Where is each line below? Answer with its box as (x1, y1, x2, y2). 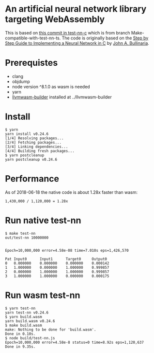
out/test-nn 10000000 (5, 235, 49, 240)
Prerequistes (5, 57, 58, 69)
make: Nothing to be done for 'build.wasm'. (5, 327, 96, 332)
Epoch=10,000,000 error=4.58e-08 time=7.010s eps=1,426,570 (5, 248, 129, 253)
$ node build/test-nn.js (5, 335, 55, 340)
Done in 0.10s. (5, 331, 36, 336)
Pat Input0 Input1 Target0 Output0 (5, 257, 108, 261)
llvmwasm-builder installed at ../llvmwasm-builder (12, 94, 112, 100)
